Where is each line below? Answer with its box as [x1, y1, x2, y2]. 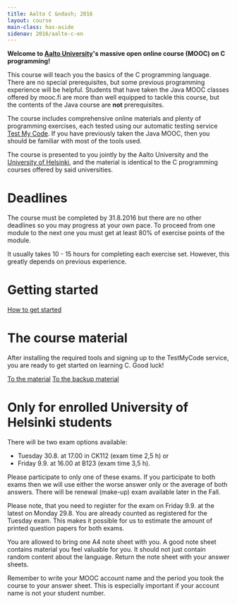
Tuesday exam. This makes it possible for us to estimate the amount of [7, 516, 213, 525]
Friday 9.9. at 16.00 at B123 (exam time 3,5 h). [17, 459, 150, 467]
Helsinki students [7, 415, 113, 431]
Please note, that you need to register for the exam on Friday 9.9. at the [7, 502, 215, 509]
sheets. [7, 560, 29, 569]
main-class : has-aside [7, 23, 74, 30]
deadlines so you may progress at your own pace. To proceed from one [7, 221, 216, 230]
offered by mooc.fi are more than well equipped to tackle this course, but [7, 93, 220, 102]
